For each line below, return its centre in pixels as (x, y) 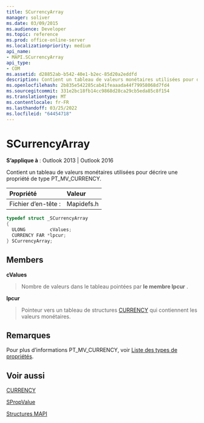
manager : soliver (28, 18)
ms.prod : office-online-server (46, 40)
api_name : (19, 52)
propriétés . (20, 357)
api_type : (19, 63)
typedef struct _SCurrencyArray (47, 218)
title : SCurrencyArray (35, 12)
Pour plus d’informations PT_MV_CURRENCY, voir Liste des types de (92, 350)
